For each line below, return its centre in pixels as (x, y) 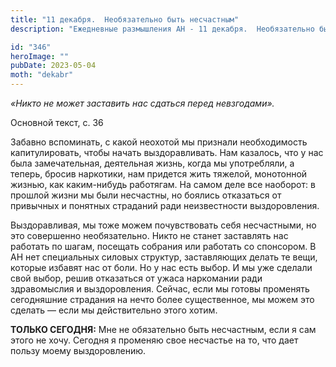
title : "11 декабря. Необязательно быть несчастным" (125, 19)
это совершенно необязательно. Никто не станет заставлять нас (149, 235)
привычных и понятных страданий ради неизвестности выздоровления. (165, 205)
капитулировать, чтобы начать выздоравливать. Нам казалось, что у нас (167, 152)
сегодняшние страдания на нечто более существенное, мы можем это (162, 299)
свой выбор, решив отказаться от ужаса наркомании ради (136, 278)
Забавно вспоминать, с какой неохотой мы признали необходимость (159, 142)
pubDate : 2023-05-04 (53, 66)
